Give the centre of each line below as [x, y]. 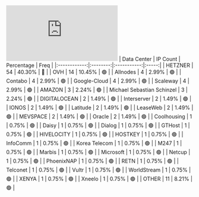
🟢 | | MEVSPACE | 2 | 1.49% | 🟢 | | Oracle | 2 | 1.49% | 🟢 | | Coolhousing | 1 [99, 116]
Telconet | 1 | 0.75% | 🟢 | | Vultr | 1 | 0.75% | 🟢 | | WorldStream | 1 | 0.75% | [99, 170]
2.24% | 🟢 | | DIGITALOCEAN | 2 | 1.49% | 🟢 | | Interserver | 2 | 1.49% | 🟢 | [99, 99]
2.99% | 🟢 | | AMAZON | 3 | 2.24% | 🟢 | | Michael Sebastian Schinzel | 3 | [97, 90]
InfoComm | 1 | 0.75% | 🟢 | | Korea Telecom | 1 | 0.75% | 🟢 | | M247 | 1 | [94, 143]
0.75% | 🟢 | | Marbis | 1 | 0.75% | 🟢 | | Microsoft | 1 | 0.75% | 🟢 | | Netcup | [98, 152]
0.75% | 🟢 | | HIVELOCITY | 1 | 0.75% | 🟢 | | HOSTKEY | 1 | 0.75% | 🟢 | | [95, 134]
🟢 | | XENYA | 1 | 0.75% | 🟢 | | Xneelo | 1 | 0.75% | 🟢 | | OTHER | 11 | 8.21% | [99, 179]
